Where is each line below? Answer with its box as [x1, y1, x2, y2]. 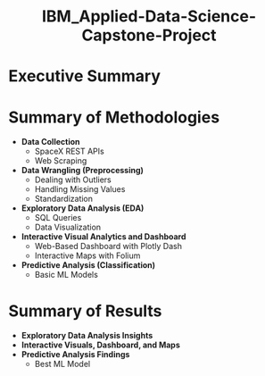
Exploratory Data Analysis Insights [21, 330, 153, 341]
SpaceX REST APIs [34, 146, 104, 157]
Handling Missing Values [34, 184, 126, 195]
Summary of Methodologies [8, 107, 220, 127]
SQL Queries [34, 213, 82, 223]
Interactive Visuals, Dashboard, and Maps [21, 339, 180, 350]
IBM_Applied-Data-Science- [41, 6, 257, 27]
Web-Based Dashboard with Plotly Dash [34, 241, 182, 252]
